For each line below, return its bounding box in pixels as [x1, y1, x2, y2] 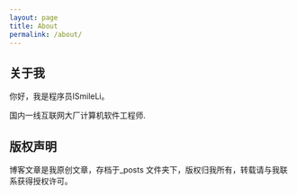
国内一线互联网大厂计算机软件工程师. [9, 110, 147, 121]
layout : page [9, 13, 58, 22]
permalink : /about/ [9, 30, 83, 39]
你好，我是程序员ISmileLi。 [9, 91, 110, 102]
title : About [9, 22, 58, 31]
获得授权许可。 [16, 176, 73, 186]
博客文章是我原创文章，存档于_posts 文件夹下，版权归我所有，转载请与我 [9, 164, 281, 175]
